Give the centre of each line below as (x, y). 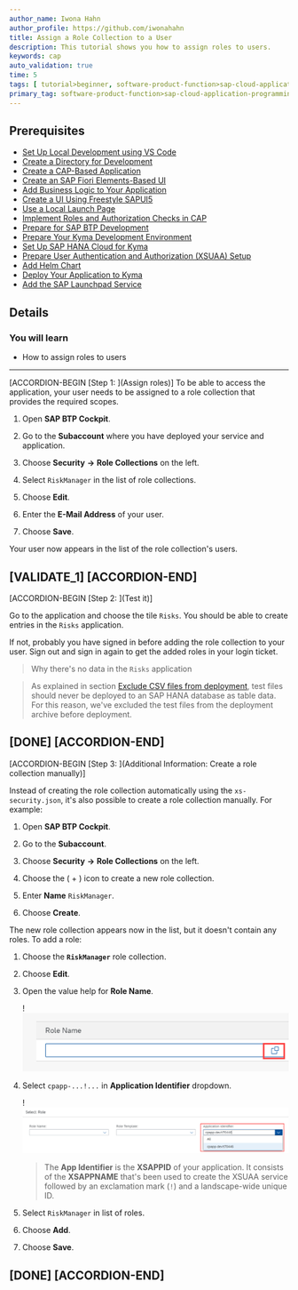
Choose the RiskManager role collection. (94, 957)
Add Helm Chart (51, 266)
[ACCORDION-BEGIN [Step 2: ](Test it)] (81, 598)
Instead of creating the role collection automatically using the (121, 790)
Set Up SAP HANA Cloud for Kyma (85, 247)
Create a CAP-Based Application (82, 171)
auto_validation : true (51, 66)
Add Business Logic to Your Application (94, 190)
